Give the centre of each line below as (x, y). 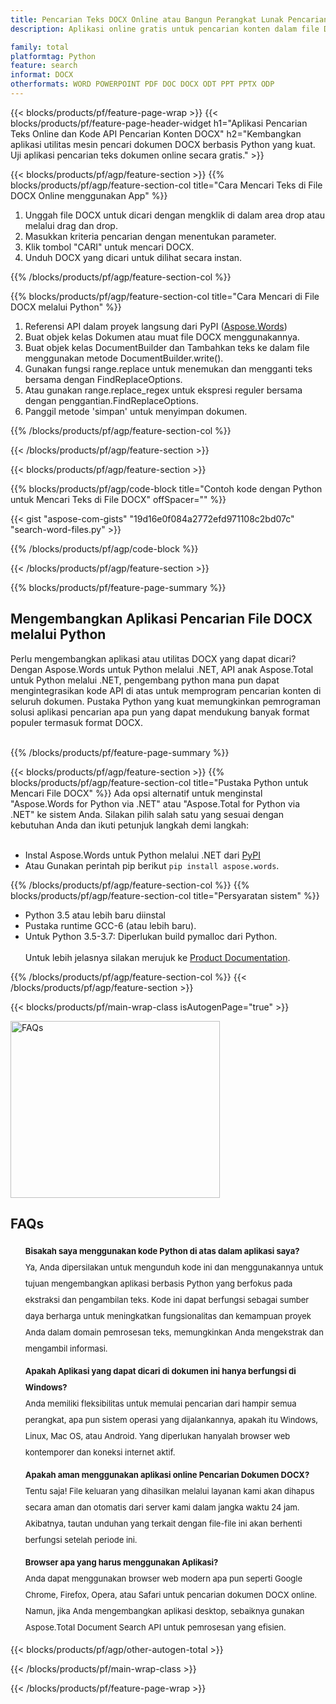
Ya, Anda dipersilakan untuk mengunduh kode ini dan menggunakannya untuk (174, 1267)
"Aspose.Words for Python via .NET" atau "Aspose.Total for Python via (155, 803)
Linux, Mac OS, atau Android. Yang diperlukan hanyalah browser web (157, 1435)
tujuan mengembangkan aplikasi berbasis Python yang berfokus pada (158, 1283)
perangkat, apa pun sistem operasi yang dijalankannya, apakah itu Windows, (171, 1419)
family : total (40, 47)
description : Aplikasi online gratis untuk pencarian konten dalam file (165, 29)
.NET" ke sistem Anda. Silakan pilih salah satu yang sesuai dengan (147, 814)
